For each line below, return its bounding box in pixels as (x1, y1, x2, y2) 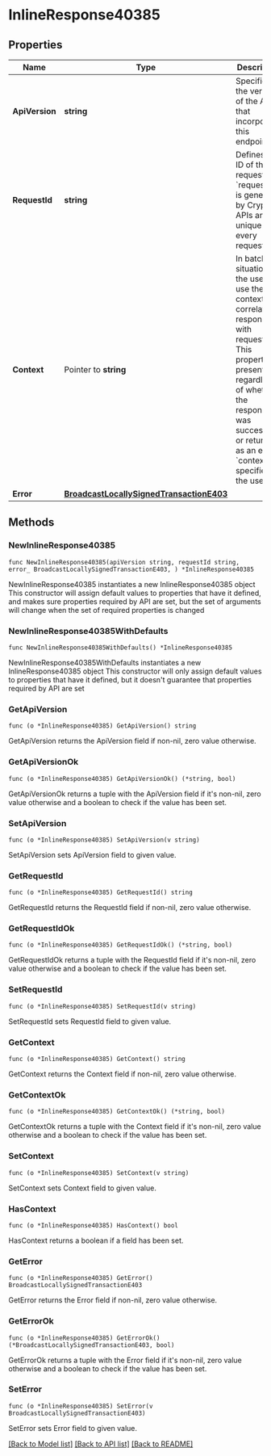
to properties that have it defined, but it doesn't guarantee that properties (8, 674, 252, 684)
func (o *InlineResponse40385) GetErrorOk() (8, 1334, 161, 1342)
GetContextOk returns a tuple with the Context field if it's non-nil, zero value (8, 1122, 261, 1131)
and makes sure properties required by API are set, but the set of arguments (8, 596, 261, 606)
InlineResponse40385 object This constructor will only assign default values (8, 666, 262, 676)
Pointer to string (64, 364, 127, 375)
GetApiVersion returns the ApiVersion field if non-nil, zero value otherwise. (8, 736, 256, 746)
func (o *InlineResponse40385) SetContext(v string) (8, 1169, 190, 1177)
